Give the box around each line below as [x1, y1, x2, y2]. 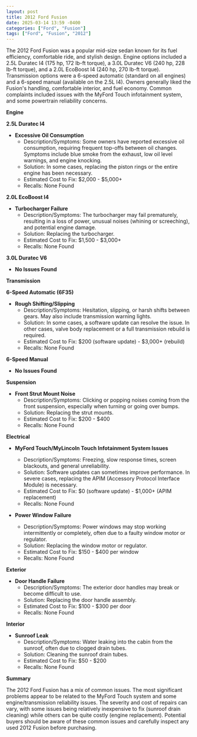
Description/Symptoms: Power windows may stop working [23, 523, 167, 530]
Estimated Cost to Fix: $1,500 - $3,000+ [23, 236, 121, 243]
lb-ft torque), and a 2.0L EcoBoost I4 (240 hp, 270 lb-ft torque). [6, 66, 161, 73]
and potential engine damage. [23, 224, 96, 231]
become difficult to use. [23, 590, 82, 597]
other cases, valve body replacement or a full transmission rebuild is [23, 325, 190, 332]
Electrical [6, 433, 30, 440]
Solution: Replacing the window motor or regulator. [23, 542, 148, 549]
